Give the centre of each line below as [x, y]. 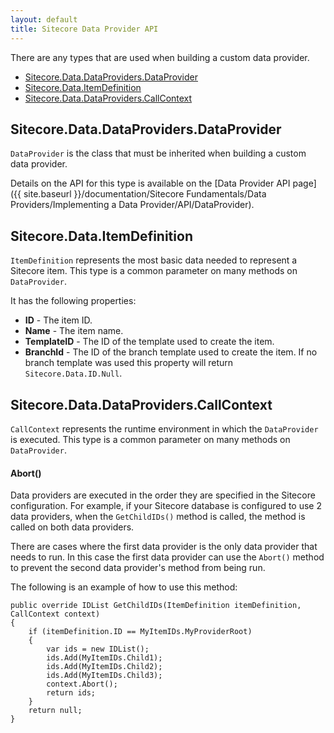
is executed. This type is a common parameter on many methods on [150, 439]
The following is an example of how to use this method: [124, 587]
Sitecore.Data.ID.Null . [73, 373]
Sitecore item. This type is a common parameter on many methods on [154, 271]
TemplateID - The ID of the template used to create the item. [149, 342]
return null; [55, 711]
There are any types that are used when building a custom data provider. [160, 57]
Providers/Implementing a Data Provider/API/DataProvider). [132, 205]
